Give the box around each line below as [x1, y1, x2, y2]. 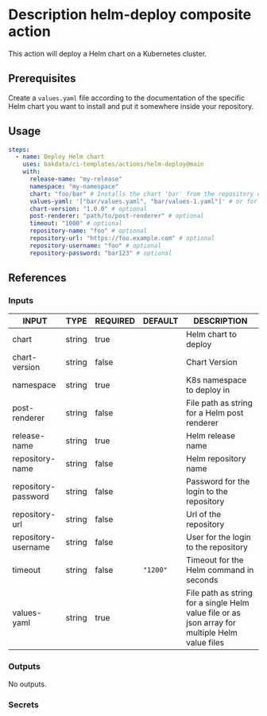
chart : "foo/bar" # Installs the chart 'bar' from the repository [29, 189, 254, 198]
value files [186, 637, 225, 648]
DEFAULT [142, 316, 179, 327]
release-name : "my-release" [29, 175, 123, 184]
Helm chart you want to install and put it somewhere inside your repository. [8, 101, 254, 111]
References [8, 271, 67, 285]
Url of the [186, 509, 222, 520]
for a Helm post [186, 407, 244, 418]
